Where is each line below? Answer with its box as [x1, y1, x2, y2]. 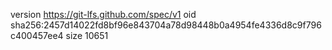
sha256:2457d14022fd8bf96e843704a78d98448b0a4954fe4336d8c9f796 [10, 19, 322, 31]
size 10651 [65, 30, 109, 41]
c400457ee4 [10, 30, 64, 41]
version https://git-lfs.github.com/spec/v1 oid [10, 9, 197, 20]
